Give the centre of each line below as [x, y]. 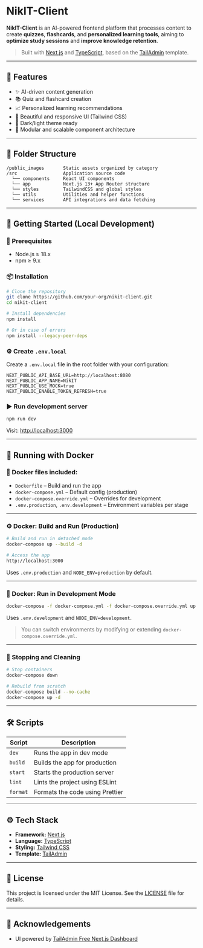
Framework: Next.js [40, 834]
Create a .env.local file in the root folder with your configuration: [88, 364]
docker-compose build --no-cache [48, 692]
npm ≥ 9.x [28, 260]
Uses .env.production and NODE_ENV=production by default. [79, 572]
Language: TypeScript [43, 841]
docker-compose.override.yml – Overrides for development [88, 498]
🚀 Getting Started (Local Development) [81, 224]
